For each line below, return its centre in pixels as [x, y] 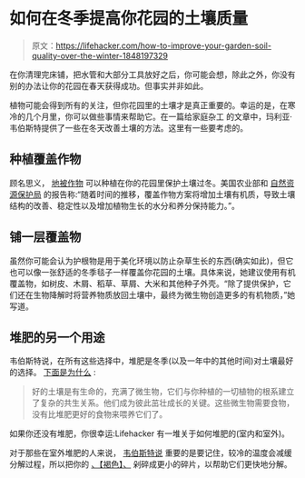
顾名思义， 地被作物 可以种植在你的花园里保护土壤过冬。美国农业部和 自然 [148, 183]
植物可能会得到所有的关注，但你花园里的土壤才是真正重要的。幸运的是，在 [148, 105]
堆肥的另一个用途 [57, 337]
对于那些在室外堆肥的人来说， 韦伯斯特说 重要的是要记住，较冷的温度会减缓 [151, 453]
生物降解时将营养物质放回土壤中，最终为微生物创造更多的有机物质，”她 [164, 294]
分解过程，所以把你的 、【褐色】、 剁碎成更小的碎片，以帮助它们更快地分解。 [151, 464]
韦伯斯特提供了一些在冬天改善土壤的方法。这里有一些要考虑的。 [128, 127]
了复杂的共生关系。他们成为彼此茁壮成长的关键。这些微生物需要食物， [163, 403]
